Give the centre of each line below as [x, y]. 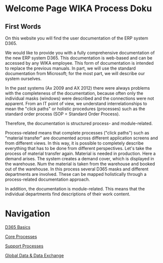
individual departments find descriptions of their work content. [68, 194]
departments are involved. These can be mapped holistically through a [76, 174]
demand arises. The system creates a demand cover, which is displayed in [80, 159]
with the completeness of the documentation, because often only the [74, 93]
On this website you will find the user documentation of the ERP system [77, 38]
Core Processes [21, 236]
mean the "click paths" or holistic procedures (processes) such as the [75, 109]
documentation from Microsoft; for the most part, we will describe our [75, 73]
